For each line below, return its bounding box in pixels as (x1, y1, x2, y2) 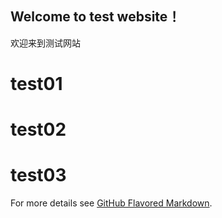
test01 (10, 73, 63, 95)
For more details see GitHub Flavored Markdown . (10, 197, 213, 209)
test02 (10, 118, 67, 141)
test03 (10, 164, 67, 187)
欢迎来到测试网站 (10, 37, 81, 49)
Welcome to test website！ (10, 8, 182, 26)
